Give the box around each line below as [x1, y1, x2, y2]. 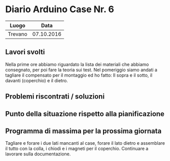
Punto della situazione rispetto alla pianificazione [5, 109, 165, 118]
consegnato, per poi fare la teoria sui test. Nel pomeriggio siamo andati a [5, 67, 157, 73]
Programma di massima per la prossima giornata [5, 126, 162, 135]
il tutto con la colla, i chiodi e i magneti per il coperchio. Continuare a [5, 146, 149, 152]
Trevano [8, 30, 28, 38]
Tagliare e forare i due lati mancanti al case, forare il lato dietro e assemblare [5, 140, 165, 146]
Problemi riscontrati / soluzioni [5, 92, 105, 101]
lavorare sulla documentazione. [5, 151, 71, 157]
